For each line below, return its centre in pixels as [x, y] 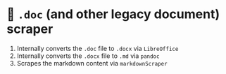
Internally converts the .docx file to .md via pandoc [88, 56]
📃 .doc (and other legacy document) [113, 14]
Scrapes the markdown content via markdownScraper [92, 63]
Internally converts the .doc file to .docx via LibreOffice [98, 48]
